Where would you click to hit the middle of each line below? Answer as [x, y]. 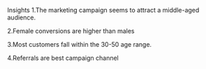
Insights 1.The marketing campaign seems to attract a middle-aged [103, 10]
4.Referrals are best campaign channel [63, 58]
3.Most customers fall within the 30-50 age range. [80, 44]
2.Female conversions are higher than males [71, 31]
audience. [22, 17]
